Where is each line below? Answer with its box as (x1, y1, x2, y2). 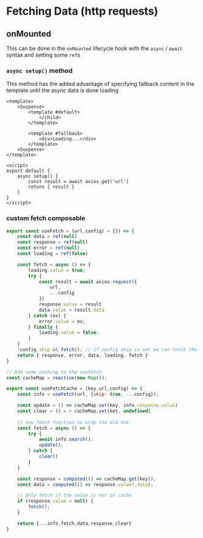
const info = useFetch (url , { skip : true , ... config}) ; (17, 392, 159, 398)
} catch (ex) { (28, 312, 67, 318)
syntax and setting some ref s (6, 51, 81, 59)
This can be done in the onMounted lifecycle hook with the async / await (6, 45, 183, 52)
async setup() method (6, 66, 73, 74)
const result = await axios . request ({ (38, 279, 137, 285)
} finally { (28, 324, 59, 330)
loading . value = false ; (38, 329, 99, 336)
